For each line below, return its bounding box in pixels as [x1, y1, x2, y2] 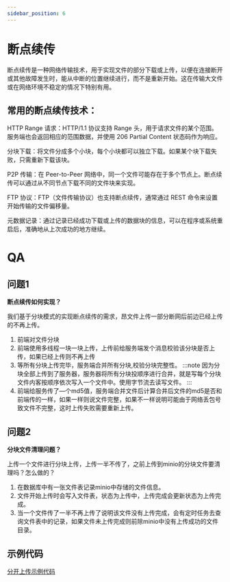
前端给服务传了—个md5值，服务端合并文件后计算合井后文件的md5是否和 [16, 387, 222, 395]
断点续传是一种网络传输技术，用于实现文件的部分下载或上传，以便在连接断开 [7, 66, 223, 74]
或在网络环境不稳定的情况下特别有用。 [7, 83, 115, 91]
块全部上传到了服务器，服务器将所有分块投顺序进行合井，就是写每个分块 [16, 370, 221, 378]
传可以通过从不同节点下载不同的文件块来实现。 [7, 179, 139, 187]
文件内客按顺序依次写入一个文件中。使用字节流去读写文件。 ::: [16, 378, 192, 387]
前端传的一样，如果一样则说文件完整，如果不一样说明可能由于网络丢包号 [16, 395, 221, 404]
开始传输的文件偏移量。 [7, 202, 73, 210]
